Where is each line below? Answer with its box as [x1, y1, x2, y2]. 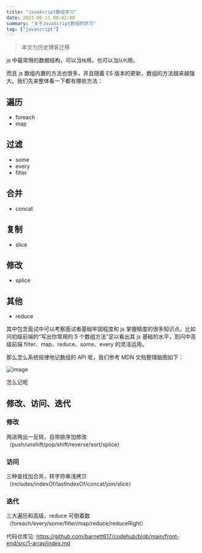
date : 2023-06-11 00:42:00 [6, 15, 75, 21]
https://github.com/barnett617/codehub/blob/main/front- [36, 533, 179, 540]
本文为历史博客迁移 [21, 43, 70, 51]
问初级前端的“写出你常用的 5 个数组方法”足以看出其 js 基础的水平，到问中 [6, 333, 191, 340]
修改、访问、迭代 [6, 398, 71, 408]
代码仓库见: [6, 533, 36, 540]
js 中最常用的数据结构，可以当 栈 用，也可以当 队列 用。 [6, 56, 139, 64]
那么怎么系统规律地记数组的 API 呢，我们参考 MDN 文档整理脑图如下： [6, 353, 184, 361]
